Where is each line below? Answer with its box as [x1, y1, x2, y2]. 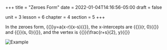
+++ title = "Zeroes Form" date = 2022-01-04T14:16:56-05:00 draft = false [5, 5, 162, 10]
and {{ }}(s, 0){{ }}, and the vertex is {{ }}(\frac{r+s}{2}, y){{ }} [5, 29, 130, 35]
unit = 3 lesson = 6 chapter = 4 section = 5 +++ [5, 14, 105, 20]
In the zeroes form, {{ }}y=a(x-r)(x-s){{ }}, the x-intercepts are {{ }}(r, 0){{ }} [5, 24, 159, 30]
